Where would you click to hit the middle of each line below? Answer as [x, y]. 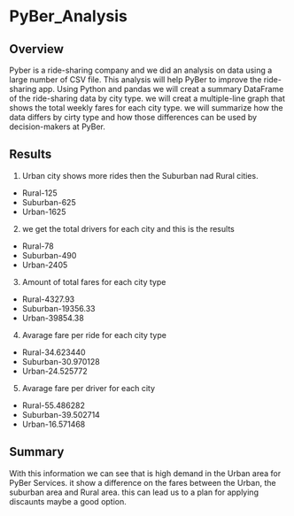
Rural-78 [38, 246]
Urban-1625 [44, 212]
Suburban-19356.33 [58, 308]
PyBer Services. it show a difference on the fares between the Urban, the [143, 482]
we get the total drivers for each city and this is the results [128, 228]
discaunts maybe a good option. [68, 501]
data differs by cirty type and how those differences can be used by [133, 117]
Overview [37, 49]
